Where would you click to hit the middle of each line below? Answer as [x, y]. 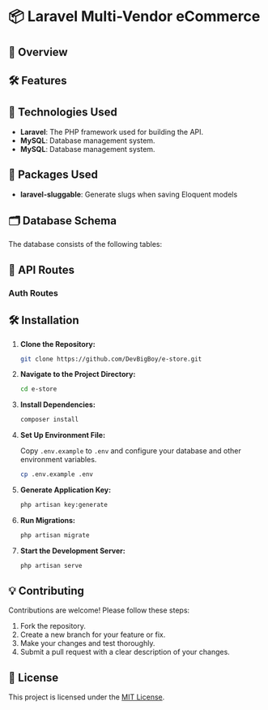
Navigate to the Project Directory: [78, 374]
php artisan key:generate [64, 505]
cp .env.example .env [56, 474]
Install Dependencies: [57, 405]
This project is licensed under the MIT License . [87, 697]
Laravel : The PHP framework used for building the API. [112, 132]
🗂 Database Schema [63, 221]
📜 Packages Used [53, 175]
